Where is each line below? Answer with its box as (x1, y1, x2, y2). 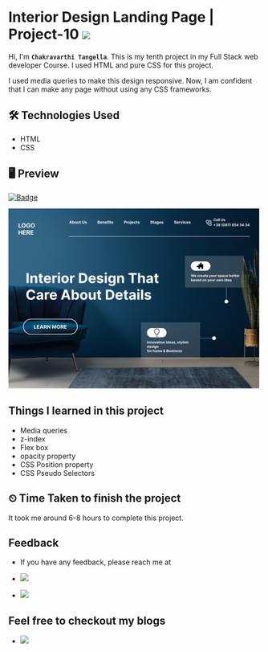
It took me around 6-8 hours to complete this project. (8, 513, 185, 523)
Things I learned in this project (8, 404, 164, 418)
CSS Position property (19, 459, 94, 470)
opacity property (19, 451, 76, 461)
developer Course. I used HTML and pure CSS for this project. (8, 60, 214, 70)
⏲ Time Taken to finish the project (8, 491, 181, 506)
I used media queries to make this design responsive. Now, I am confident (8, 76, 253, 85)
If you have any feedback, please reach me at (19, 557, 171, 567)
